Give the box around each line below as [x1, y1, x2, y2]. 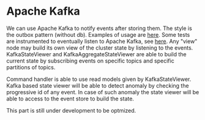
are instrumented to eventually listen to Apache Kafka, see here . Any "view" [6, 37, 198, 45]
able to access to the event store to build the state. [6, 95, 135, 102]
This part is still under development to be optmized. [6, 107, 136, 114]
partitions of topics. [6, 63, 56, 71]
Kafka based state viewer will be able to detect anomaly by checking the [6, 81, 189, 89]
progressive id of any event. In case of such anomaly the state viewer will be [6, 88, 199, 96]
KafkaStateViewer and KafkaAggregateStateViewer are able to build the [6, 50, 187, 58]
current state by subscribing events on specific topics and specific [6, 57, 174, 64]
